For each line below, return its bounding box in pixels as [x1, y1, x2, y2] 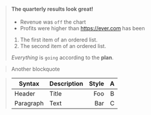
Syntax [18, 79, 40, 88]
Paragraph [14, 99, 44, 107]
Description [49, 79, 84, 88]
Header [14, 90, 36, 98]
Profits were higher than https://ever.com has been [20, 25, 145, 32]
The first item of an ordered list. [20, 36, 98, 43]
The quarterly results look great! [11, 5, 93, 12]
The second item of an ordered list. [20, 43, 106, 50]
